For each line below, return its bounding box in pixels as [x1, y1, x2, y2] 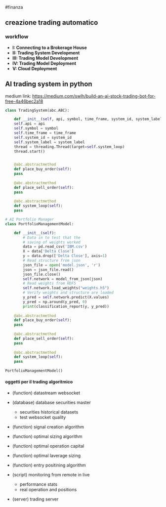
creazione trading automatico [5, 18, 98, 27]
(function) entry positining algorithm [12, 462, 86, 468]
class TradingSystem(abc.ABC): [5, 108, 70, 113]
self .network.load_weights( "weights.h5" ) [23, 286, 110, 291]
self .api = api [14, 121, 45, 127]
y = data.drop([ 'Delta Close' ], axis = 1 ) [23, 253, 107, 258]
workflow [5, 33, 29, 40]
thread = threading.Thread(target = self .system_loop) [14, 144, 125, 149]
